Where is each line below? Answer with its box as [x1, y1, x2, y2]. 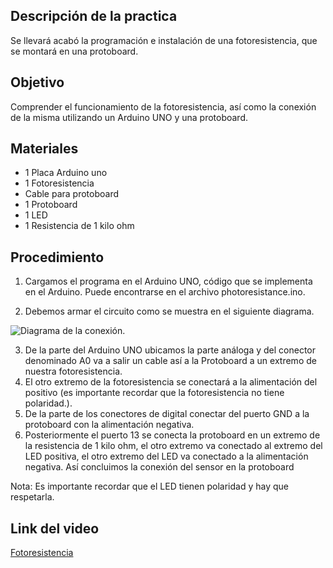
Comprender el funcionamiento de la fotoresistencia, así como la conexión [10, 100, 317, 113]
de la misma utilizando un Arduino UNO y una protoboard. [10, 111, 249, 123]
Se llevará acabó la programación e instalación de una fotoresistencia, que [10, 34, 318, 46]
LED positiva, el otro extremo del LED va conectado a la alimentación [24, 450, 309, 463]
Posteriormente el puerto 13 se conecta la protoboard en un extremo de [24, 429, 321, 441]
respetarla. [10, 491, 55, 503]
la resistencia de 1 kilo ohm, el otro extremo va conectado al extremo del [24, 440, 323, 452]
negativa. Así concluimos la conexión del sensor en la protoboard [24, 461, 295, 473]
